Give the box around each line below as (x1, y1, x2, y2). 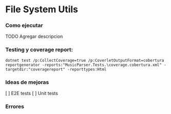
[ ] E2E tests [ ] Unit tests (5, 90, 58, 97)
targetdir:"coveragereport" (5, 66, 66, 72)
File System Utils (5, 4, 79, 15)
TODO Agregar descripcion (5, 33, 63, 39)
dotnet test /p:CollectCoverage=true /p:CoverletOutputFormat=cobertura (5, 58, 164, 63)
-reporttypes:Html (67, 66, 107, 72)
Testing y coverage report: (5, 46, 73, 53)
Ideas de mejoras (5, 78, 49, 85)
